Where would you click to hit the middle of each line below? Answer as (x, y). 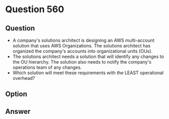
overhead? (24, 78)
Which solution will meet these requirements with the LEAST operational (88, 73)
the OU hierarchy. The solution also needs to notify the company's (82, 62)
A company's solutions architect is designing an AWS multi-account (83, 40)
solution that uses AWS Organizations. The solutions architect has (81, 46)
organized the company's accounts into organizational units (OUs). (82, 51)
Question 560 (35, 9)
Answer (18, 111)
